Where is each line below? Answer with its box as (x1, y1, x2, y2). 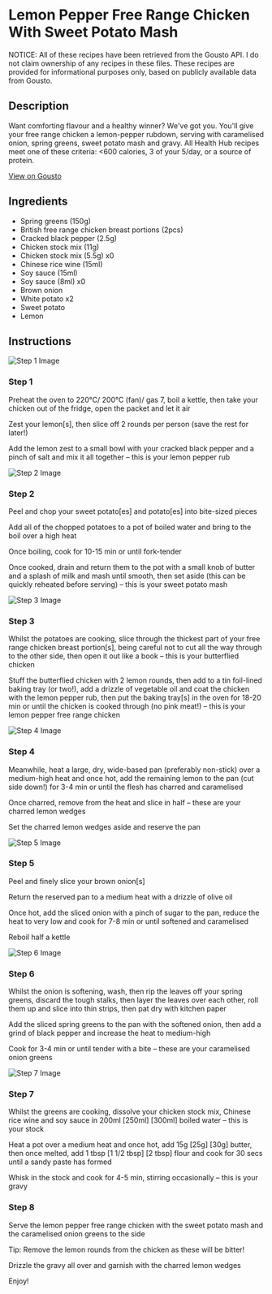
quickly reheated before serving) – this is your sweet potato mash (8, 579, 228, 589)
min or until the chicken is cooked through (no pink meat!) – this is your (8, 701, 246, 711)
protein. (8, 155, 35, 165)
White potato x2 (19, 294, 75, 304)
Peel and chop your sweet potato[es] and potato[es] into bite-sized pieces (8, 506, 257, 516)
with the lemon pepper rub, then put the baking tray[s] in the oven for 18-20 (8, 692, 261, 703)
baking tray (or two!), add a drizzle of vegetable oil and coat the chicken (8, 684, 250, 694)
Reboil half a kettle (8, 932, 71, 942)
